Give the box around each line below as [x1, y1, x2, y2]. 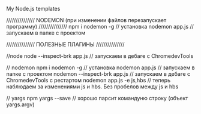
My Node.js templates [6, 5, 61, 12]
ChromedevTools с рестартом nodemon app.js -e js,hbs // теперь [6, 77, 171, 84]
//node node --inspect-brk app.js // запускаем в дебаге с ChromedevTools [6, 53, 194, 59]
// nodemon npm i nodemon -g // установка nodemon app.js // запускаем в [6, 64, 195, 71]
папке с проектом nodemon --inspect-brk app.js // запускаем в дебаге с [6, 70, 191, 77]
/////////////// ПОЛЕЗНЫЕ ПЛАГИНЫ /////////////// [6, 41, 125, 48]
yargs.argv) [6, 101, 35, 108]
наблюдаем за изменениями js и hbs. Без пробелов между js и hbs [6, 83, 179, 90]
